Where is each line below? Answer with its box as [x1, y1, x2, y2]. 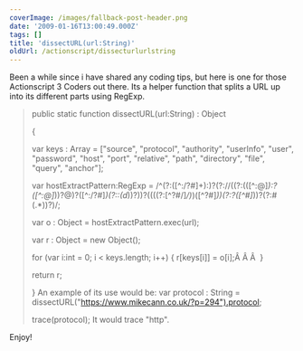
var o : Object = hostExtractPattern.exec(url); [31, 217, 200, 228]
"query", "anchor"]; [31, 163, 104, 174]
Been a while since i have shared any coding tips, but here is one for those [9, 71, 287, 82]
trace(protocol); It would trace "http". [31, 314, 170, 326]
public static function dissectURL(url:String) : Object [31, 109, 226, 119]
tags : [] [9, 30, 43, 39]
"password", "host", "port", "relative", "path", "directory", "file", [31, 153, 265, 164]
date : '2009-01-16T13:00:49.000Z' [9, 22, 140, 31]
